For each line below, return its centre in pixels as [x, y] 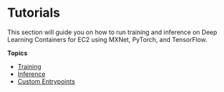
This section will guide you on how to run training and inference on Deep [112, 32]
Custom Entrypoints [46, 81]
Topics [18, 53]
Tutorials [34, 13]
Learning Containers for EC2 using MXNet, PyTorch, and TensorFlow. [107, 39]
